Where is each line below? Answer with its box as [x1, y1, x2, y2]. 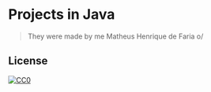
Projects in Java [8, 6, 115, 24]
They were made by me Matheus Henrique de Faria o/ [27, 31, 204, 41]
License [8, 54, 48, 68]
